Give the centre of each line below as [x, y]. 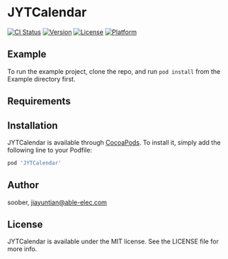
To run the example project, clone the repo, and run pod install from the [114, 71]
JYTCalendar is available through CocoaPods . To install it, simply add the [114, 142]
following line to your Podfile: [50, 150]
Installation [33, 125]
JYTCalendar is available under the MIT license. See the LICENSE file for [113, 241]
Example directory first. [41, 79]
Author [23, 185]
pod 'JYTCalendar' [34, 163]
